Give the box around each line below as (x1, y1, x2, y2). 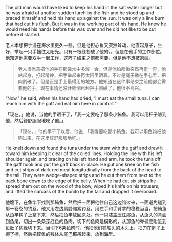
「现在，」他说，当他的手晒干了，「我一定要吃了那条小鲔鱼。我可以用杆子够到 (5, 111, 167, 117)
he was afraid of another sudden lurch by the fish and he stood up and (5, 10, 155, 16)
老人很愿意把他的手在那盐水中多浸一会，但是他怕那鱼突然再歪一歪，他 (17, 66, 166, 72)
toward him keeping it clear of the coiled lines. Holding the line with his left (5, 150, 162, 157)
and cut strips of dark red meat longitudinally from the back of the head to (5, 167, 162, 173)
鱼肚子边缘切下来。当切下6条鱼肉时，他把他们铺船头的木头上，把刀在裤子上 (5, 225, 165, 231)
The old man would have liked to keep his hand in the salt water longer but (5, 5, 162, 10)
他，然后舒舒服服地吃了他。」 (5, 118, 66, 123)
